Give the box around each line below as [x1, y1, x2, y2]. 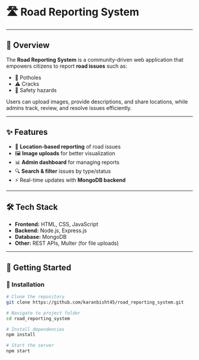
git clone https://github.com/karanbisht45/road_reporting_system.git [6, 299, 184, 305]
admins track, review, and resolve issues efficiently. [6, 104, 132, 111]
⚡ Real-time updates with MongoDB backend [14, 176, 126, 184]
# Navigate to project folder [6, 310, 81, 316]
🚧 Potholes [14, 74, 41, 81]
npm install [6, 331, 36, 338]
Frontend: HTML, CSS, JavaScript [14, 221, 99, 228]
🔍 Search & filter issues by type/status [14, 168, 111, 175]
